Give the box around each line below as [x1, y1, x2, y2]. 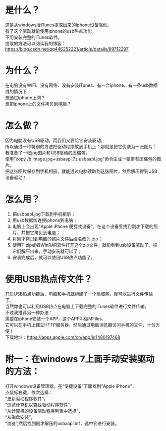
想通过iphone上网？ [5, 95, 46, 101]
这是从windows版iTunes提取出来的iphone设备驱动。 [5, 22, 112, 28]
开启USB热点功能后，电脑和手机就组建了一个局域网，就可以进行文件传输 [5, 291, 153, 297]
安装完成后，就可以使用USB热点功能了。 [12, 254, 96, 260]
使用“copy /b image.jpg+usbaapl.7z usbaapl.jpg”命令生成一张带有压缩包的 [5, 156, 157, 162]
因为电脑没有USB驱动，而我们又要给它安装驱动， [5, 137, 106, 143]
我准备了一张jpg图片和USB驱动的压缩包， [5, 150, 90, 156]
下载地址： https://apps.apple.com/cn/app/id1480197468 [5, 334, 120, 340]
